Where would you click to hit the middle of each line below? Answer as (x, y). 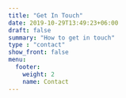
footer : (28, 67)
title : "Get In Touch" (46, 15)
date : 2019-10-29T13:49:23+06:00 (63, 23)
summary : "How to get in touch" (61, 38)
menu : (17, 60)
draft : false (30, 30)
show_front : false (38, 52)
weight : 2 (39, 74)
